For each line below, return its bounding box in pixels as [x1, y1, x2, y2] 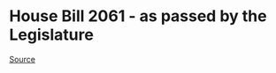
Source [9, 54, 35, 64]
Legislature [9, 25, 95, 45]
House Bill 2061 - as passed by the [9, 6, 267, 26]
